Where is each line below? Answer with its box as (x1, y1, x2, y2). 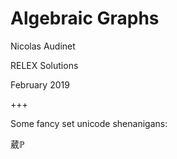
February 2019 (10, 78, 70, 91)
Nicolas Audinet (10, 40, 76, 52)
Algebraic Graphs (10, 7, 160, 30)
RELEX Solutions (10, 59, 79, 71)
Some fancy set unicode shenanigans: (10, 117, 168, 129)
